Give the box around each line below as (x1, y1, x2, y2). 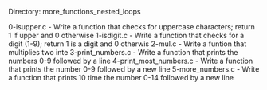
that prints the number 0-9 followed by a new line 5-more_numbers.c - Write (8, 65, 260, 74)
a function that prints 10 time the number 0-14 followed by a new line (8, 73, 234, 82)
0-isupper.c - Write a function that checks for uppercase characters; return (8, 22, 255, 31)
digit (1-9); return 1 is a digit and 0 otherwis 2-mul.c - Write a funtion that (8, 39, 247, 49)
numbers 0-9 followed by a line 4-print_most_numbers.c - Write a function (8, 56, 253, 65)
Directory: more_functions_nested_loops (8, 7, 141, 16)
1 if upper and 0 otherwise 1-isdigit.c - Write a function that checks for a (8, 31, 245, 40)
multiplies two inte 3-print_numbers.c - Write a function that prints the (8, 48, 238, 57)
